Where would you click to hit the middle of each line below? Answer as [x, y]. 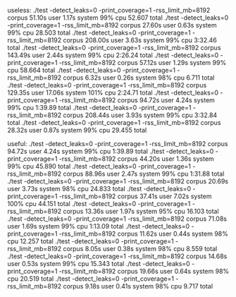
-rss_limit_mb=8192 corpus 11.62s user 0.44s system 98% [144, 234]
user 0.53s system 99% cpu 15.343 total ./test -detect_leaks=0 [99, 263]
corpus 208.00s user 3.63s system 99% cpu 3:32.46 [140, 40]
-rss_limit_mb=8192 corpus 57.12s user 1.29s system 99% [143, 62]
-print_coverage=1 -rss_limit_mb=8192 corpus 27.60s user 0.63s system [112, 25]
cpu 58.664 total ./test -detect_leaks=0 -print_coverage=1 [92, 70]
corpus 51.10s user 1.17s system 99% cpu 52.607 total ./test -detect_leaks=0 [118, 18]
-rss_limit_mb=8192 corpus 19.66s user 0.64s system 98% [144, 271]
